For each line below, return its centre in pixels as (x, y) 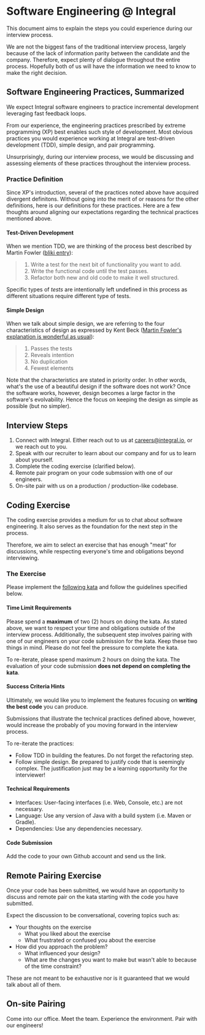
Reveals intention (52, 355)
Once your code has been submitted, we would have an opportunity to (96, 890)
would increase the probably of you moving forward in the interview (92, 725)
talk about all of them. (34, 985)
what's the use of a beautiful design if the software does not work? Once (99, 387)
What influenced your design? (62, 953)
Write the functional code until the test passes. (90, 271)
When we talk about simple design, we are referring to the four (86, 324)
